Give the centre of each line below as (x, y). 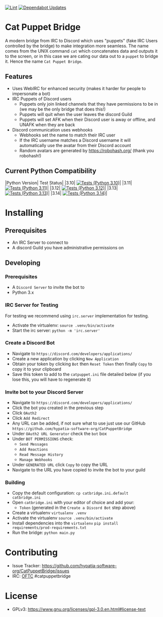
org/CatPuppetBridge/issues (41, 571)
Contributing (31, 552)
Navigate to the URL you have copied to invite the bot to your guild (79, 470)
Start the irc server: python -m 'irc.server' (56, 330)
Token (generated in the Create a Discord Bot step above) (78, 508)
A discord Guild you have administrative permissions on (68, 247)
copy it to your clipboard (37, 369)
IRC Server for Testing (32, 305)
